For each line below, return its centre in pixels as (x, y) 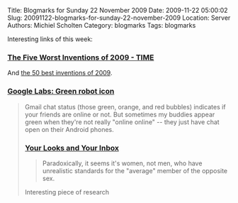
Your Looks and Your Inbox (72, 148)
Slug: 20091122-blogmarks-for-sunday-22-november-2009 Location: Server (119, 18)
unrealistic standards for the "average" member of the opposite (135, 170)
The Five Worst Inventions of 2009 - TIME (81, 57)
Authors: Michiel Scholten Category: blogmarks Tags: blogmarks (102, 25)
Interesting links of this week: (50, 39)
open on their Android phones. (69, 129)
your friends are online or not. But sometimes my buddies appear (120, 114)
